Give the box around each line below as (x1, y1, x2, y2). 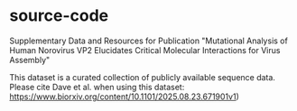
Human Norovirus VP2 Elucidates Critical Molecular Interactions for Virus (9, 44, 281, 55)
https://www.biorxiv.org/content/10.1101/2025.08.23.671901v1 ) (9, 91, 239, 102)
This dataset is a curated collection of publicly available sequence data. (9, 71, 275, 82)
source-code (9, 5, 109, 26)
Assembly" (9, 54, 51, 65)
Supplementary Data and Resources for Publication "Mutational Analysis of (9, 35, 289, 46)
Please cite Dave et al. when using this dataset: (9, 81, 185, 92)
